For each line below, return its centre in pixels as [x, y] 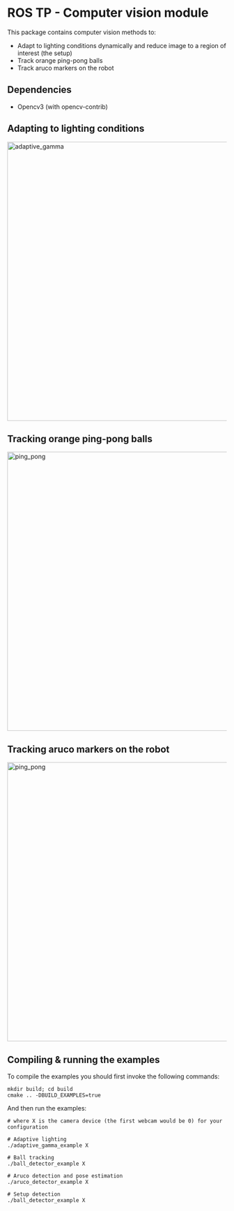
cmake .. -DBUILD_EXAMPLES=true [54, 1095]
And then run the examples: [47, 1108]
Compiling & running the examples [84, 1059]
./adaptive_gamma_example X [48, 1145]
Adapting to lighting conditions [76, 129]
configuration [28, 1127]
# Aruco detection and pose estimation [65, 1176]
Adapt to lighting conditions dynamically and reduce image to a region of [122, 45]
